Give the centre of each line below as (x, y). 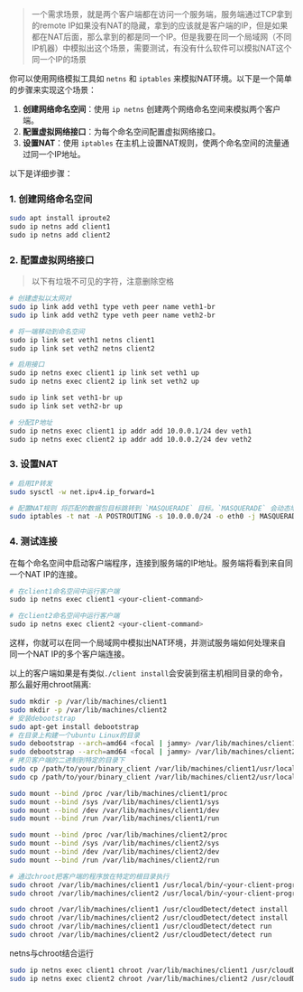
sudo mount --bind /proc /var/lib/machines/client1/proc (119, 793)
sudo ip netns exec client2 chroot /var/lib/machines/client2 (129, 978)
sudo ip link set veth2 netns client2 (82, 348)
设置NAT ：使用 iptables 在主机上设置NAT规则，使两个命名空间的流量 (152, 143)
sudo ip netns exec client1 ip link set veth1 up (105, 373)
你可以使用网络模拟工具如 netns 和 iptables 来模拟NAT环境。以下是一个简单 (151, 79)
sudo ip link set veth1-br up (66, 398)
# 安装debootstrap (42, 718)
